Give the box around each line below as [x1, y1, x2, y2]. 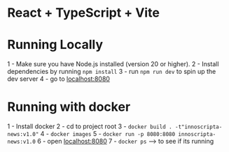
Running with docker [7, 99, 131, 115]
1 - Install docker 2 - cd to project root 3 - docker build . [7, 122, 173, 130]
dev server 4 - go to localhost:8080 [7, 75, 111, 83]
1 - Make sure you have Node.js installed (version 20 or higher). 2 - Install [7, 60, 219, 68]
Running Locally [7, 37, 104, 53]
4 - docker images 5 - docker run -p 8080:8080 [40, 130, 176, 138]
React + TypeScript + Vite [7, 5, 160, 21]
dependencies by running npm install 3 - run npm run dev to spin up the [7, 68, 216, 76]
